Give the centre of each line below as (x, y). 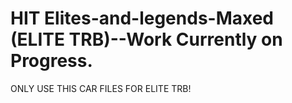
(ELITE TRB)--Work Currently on (146, 39)
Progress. (51, 61)
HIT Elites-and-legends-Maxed (142, 18)
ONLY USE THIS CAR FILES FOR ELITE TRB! (101, 88)
